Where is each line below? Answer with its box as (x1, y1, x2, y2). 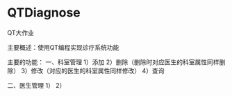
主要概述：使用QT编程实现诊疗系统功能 (7, 43, 119, 51)
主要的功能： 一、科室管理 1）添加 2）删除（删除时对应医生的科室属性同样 (7, 57, 220, 66)
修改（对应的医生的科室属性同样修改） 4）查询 (31, 66, 165, 75)
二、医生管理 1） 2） (7, 81, 66, 89)
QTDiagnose (7, 5, 81, 21)
